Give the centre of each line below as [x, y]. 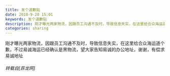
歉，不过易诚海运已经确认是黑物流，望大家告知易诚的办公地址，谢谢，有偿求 [85, 49]
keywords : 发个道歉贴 [26, 19]
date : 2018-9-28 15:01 [29, 14]
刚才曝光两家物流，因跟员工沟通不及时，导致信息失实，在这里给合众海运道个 [85, 43]
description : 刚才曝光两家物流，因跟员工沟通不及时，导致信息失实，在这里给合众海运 [84, 24]
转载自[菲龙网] [20, 68]
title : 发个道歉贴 [23, 10]
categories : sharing [27, 28]
